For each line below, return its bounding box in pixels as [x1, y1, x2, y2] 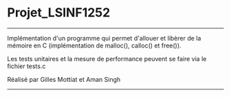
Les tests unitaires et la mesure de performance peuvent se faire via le [7, 54, 207, 63]
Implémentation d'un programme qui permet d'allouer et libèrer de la [7, 34, 201, 42]
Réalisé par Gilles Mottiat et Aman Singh [7, 75, 121, 83]
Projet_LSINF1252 [7, 5, 111, 21]
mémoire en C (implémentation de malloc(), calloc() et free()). [7, 41, 181, 50]
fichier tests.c [7, 62, 46, 70]
